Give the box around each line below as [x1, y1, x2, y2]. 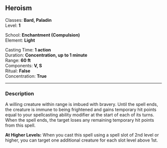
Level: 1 [5, 22, 21, 28]
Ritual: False [5, 68, 31, 74]
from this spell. [5, 122, 36, 128]
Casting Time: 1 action [5, 47, 51, 52]
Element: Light [5, 37, 35, 43]
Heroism [5, 4, 32, 12]
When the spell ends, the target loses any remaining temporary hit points [5, 117, 154, 123]
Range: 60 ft [5, 57, 31, 63]
